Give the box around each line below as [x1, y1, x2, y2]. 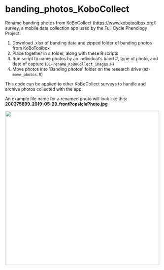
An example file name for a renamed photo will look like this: [5, 95, 127, 102]
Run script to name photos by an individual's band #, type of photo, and [12, 55, 158, 61]
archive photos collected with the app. [5, 86, 83, 92]
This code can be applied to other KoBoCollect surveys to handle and [5, 80, 146, 87]
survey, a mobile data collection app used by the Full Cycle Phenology [5, 25, 148, 31]
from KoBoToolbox [12, 45, 50, 51]
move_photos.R [12, 72, 41, 77]
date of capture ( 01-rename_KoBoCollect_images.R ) [12, 61, 114, 67]
